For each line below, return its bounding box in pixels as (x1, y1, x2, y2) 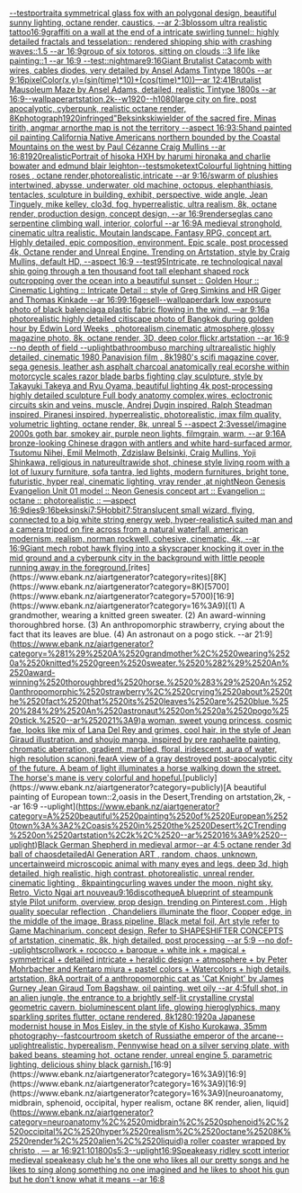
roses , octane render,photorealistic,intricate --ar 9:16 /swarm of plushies (9, 170, 279, 181)
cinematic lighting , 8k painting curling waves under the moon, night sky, (9, 877, 274, 888)
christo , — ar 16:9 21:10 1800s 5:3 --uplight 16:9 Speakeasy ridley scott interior (9, 1145, 290, 1155)
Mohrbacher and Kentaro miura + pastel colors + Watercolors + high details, (9, 964, 292, 974)
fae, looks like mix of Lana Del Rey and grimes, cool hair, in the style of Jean (9, 724, 292, 735)
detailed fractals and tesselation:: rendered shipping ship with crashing (9, 36, 272, 47)
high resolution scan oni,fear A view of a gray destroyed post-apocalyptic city (9, 753, 293, 764)
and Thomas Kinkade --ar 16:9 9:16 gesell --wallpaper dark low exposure (9, 294, 271, 305)
